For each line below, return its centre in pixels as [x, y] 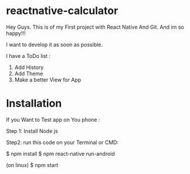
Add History [29, 67]
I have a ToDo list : [28, 56]
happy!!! [16, 33]
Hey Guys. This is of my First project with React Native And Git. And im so [95, 27]
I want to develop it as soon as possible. [55, 45]
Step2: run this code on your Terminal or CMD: [62, 142]
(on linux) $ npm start [32, 165]
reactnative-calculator [62, 11]
